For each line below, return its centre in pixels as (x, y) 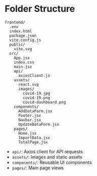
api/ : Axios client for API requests (47, 151)
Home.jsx (27, 133)
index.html (21, 31)
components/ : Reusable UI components (52, 162)
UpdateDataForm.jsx (38, 124)
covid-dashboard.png (44, 102)
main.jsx (23, 66)
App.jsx (22, 58)
